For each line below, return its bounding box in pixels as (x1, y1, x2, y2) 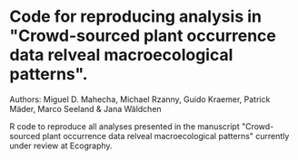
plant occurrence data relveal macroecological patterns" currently (42, 130, 290, 141)
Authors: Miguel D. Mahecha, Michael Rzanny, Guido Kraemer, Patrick (9, 93, 271, 105)
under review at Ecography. (9, 140, 113, 151)
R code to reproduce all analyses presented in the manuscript (9, 120, 241, 132)
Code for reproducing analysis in (9, 6, 262, 27)
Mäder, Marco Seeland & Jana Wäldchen (9, 103, 162, 114)
